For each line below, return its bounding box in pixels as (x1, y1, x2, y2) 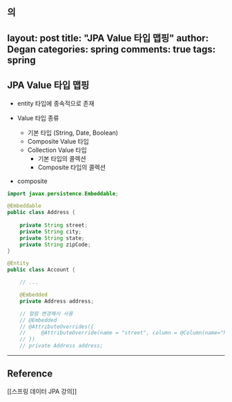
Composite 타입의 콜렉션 (37, 163, 106, 171)
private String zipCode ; (19, 241, 91, 248)
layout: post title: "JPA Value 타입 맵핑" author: (7, 32, 209, 44)
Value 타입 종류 (17, 113, 59, 122)
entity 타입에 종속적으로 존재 (17, 99, 95, 107)
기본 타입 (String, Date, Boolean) (27, 128, 119, 137)
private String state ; (19, 234, 85, 242)
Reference (7, 368, 53, 380)
